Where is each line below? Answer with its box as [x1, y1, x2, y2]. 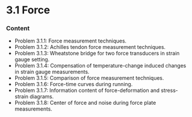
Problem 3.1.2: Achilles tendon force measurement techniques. [14, 44, 166, 51]
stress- [160, 87, 179, 94]
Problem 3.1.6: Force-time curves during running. [14, 81, 133, 88]
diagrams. [29, 93, 54, 100]
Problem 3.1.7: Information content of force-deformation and [14, 87, 160, 94]
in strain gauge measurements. [14, 68, 90, 76]
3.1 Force [6, 3, 50, 17]
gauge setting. [14, 56, 50, 63]
